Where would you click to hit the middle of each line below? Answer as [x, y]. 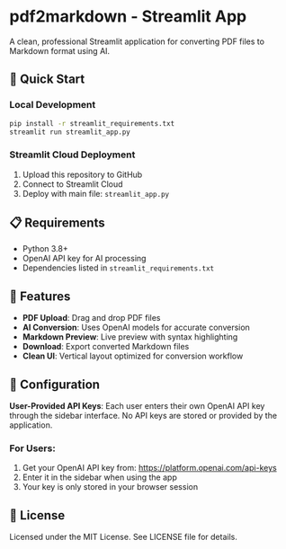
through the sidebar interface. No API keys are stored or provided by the [143, 416]
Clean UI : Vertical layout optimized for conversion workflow [133, 356]
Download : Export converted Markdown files [106, 347]
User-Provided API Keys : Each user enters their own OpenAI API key [137, 406]
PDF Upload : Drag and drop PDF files [91, 318]
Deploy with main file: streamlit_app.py [95, 193]
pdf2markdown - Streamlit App [128, 17]
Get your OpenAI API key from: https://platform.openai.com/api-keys [149, 468]
